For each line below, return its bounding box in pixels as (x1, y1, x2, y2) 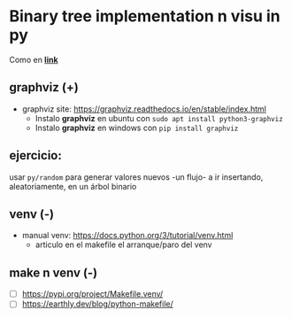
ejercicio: (9, 148, 62, 163)
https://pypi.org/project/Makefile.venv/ (21, 289, 164, 299)
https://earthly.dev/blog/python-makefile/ (21, 299, 174, 309)
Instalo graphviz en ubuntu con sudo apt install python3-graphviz (35, 112, 283, 123)
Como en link (9, 54, 59, 65)
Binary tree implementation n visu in (9, 6, 280, 27)
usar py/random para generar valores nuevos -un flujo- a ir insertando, (9, 171, 264, 182)
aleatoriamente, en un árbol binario (9, 181, 137, 191)
